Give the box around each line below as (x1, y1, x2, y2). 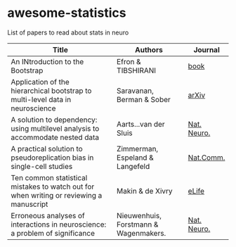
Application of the (11, 77, 70, 87)
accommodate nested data (11, 132, 100, 142)
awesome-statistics (7, 5, 126, 21)
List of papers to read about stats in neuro (7, 28, 129, 37)
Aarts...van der (117, 119, 165, 129)
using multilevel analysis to (11, 123, 100, 133)
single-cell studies (11, 161, 73, 171)
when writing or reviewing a (11, 190, 103, 200)
